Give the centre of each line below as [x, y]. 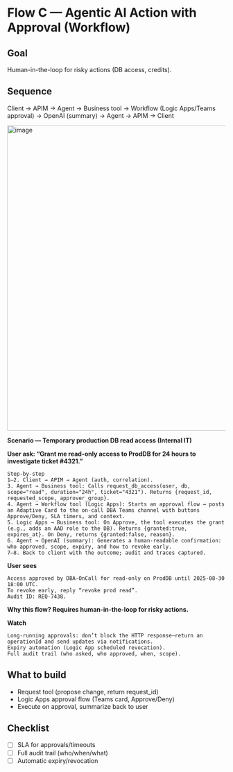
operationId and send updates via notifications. [80, 642]
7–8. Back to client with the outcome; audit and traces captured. [107, 553]
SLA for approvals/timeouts [56, 745]
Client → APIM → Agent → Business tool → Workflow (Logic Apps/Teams [112, 108]
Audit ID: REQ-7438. [37, 597]
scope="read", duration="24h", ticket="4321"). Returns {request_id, [110, 492]
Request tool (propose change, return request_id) [88, 692]
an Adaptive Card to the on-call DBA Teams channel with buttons [103, 510]
